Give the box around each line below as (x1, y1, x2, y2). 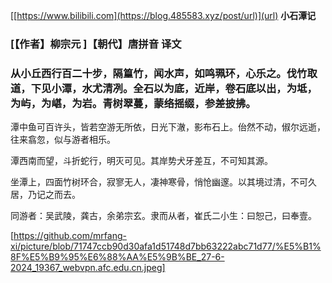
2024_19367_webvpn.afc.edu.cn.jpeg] (10, 262, 166, 274)
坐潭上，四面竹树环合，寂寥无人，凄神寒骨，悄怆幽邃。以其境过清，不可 (10, 176, 308, 188)
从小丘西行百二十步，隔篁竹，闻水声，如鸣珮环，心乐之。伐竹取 (10, 66, 318, 80)
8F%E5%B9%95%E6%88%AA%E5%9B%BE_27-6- (10, 251, 225, 263)
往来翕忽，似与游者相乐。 (10, 134, 116, 146)
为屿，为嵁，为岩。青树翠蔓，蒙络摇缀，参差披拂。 (10, 96, 257, 110)
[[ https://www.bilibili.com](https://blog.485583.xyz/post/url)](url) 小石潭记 (10, 10, 317, 21)
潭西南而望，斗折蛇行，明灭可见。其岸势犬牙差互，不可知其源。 (10, 155, 273, 167)
